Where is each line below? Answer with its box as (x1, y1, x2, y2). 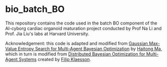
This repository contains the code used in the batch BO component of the (5, 20, 157, 26)
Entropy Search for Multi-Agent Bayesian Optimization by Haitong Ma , (18, 45, 162, 51)
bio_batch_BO (5, 3, 65, 15)
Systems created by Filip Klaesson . (19, 56, 91, 62)
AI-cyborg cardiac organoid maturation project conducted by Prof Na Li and (5, 25, 162, 31)
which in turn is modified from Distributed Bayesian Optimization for (5, 51, 145, 57)
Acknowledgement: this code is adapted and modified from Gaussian (5, 40, 148, 46)
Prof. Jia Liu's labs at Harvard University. (5, 30, 89, 36)
